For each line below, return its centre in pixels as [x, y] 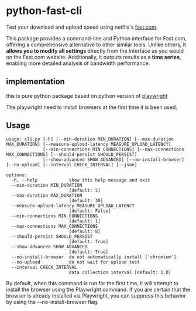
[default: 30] [86, 200]
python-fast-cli [44, 11]
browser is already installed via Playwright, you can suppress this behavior [96, 295]
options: [17, 175]
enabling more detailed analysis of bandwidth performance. [78, 63]
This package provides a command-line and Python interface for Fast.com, [97, 38]
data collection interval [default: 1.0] [120, 272]
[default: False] [90, 211]
